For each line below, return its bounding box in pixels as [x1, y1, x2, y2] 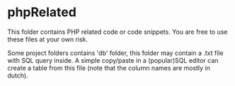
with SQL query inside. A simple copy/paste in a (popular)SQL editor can [7, 56, 219, 64]
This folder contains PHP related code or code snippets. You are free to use [7, 27, 228, 36]
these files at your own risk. [7, 35, 88, 43]
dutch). [7, 71, 28, 80]
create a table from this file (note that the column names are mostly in [7, 63, 211, 72]
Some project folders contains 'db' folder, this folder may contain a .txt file [7, 49, 224, 57]
